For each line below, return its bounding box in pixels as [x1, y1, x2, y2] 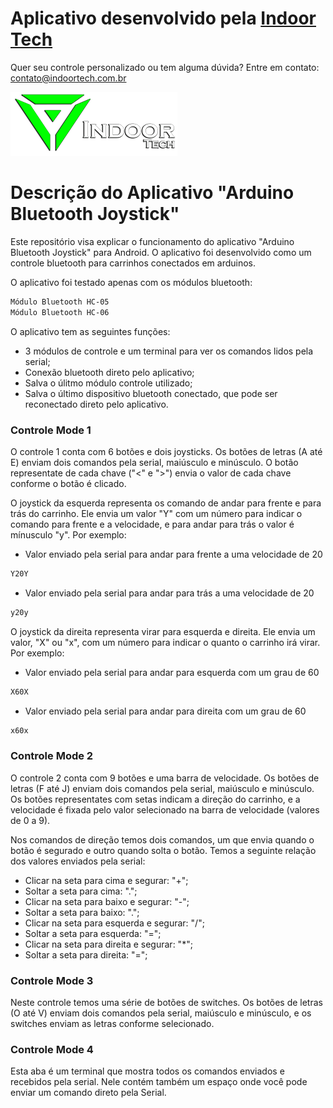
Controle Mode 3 [10, 973, 94, 987]
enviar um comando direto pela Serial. [10, 1087, 167, 1099]
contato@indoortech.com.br [10, 72, 127, 84]
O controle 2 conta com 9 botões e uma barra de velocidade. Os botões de [10, 772, 320, 784]
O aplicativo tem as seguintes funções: [10, 325, 171, 337]
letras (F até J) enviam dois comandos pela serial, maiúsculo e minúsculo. [10, 782, 315, 794]
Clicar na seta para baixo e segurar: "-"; [24, 895, 190, 907]
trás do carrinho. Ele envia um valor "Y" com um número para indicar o [10, 507, 303, 519]
